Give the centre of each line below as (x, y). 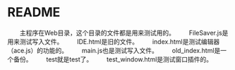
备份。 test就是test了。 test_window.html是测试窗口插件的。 (113, 59)
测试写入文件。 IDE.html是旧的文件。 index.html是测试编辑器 (120, 41)
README (34, 12)
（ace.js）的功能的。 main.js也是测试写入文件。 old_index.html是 (114, 50)
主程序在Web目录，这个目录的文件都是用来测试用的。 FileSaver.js (121, 33)
